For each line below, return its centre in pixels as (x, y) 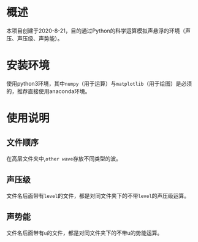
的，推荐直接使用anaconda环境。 (48, 91)
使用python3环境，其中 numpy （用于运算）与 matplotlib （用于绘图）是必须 (99, 83)
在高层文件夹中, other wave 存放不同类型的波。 (64, 158)
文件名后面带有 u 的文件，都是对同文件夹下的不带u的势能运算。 (85, 233)
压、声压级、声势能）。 (35, 38)
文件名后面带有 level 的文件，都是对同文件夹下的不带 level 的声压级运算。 (98, 195)
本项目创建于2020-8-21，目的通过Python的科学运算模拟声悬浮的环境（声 (99, 31)
